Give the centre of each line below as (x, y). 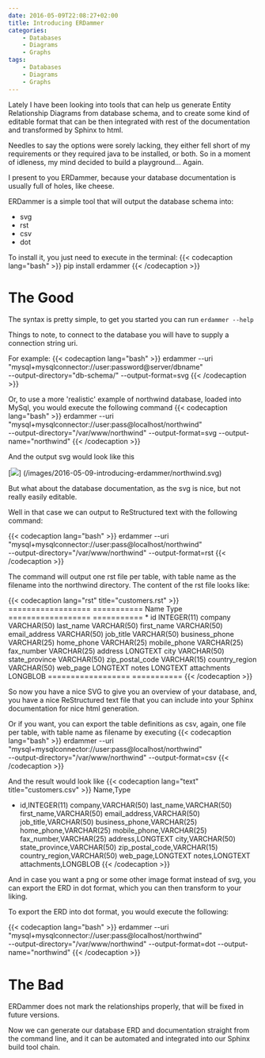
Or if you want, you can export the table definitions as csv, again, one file (127, 724)
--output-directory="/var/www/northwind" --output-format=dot (112, 944)
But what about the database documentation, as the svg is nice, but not (125, 489)
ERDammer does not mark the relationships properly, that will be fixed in (126, 1006)
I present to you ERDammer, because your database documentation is (122, 177)
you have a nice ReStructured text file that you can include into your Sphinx (131, 700)
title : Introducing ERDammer (56, 23)
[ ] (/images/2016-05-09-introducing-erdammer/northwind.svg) (115, 473)
